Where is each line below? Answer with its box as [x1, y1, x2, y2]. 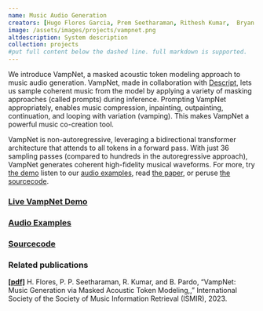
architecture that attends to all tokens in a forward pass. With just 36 [8, 143, 229, 152]
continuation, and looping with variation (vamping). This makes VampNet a [8, 112, 250, 120]
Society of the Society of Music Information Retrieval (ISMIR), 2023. [8, 294, 228, 303]
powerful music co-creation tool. [8, 119, 114, 129]
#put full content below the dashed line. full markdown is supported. [8, 48, 247, 56]
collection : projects [8, 41, 79, 49]
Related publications [8, 259, 89, 270]
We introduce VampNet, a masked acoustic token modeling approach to [8, 70, 241, 79]
